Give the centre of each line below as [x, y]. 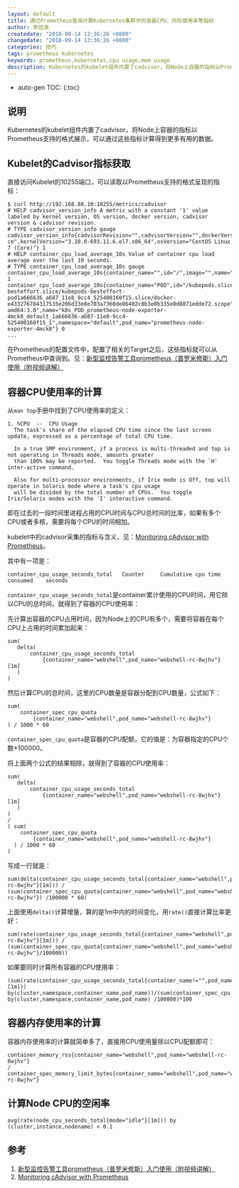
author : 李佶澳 [28, 27]
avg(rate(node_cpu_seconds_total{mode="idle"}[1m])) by [92, 1120]
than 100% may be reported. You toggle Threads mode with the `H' [116, 461]
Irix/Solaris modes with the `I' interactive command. [90, 499]
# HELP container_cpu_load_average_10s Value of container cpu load [111, 254]
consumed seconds [38, 581]
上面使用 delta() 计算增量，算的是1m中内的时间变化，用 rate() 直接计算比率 [116, 912]
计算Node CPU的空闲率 [59, 1104]
